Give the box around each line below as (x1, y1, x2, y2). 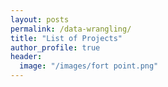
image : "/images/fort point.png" (19, 61, 159, 71)
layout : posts (10, 14, 70, 25)
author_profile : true (10, 42, 101, 53)
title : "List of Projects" (10, 33, 123, 43)
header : (10, 52, 43, 62)
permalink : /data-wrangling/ (10, 24, 132, 34)
